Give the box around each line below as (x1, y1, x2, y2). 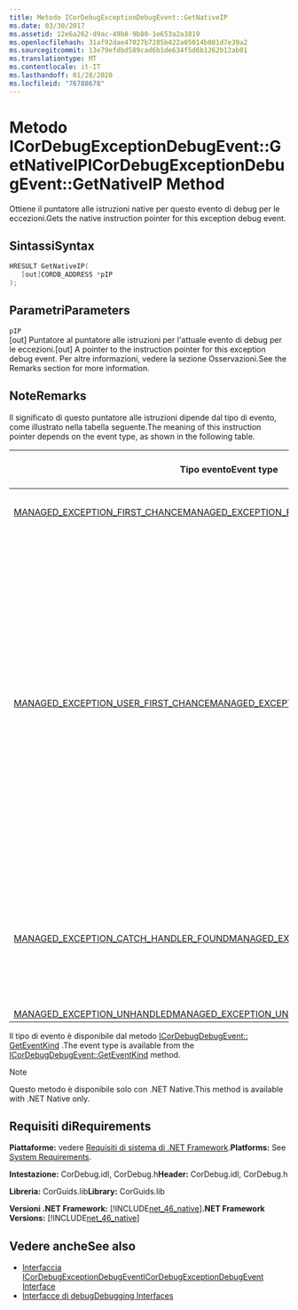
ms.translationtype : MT (9, 54, 98, 63)
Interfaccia (21, 1262, 62, 1273)
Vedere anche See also (9, 1238, 136, 1253)
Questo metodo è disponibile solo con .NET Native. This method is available (9, 1084, 284, 1094)
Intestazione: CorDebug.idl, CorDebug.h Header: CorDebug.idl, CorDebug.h (9, 1169, 288, 1179)
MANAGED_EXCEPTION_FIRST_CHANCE (13, 505, 184, 518)
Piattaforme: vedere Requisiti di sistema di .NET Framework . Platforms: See (9, 1142, 286, 1153)
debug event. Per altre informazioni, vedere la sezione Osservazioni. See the (9, 353, 286, 364)
